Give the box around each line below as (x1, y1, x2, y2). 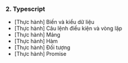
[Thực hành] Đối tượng (14, 44, 71, 51)
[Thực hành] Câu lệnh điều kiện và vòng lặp (14, 25, 123, 32)
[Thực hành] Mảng (14, 31, 60, 38)
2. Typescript (5, 5, 45, 13)
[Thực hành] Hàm (14, 38, 58, 45)
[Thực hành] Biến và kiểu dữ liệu (14, 19, 95, 26)
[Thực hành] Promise (14, 50, 67, 58)
